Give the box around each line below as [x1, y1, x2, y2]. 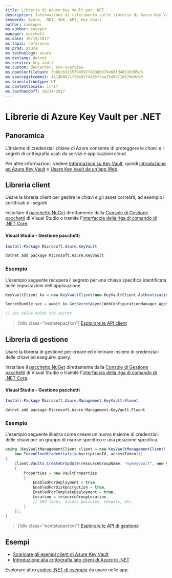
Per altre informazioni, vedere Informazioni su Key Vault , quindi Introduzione [5, 160, 166, 166]
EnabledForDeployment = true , [32, 480, 97, 486]
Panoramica [5, 132, 45, 140]
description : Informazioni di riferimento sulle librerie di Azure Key [5, 12, 161, 17]
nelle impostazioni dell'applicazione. [5, 282, 82, 288]
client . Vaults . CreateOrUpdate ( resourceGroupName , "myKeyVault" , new [14, 461, 164, 466]
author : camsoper [5, 22, 42, 27]
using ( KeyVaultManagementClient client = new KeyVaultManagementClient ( [5, 446, 166, 452]
